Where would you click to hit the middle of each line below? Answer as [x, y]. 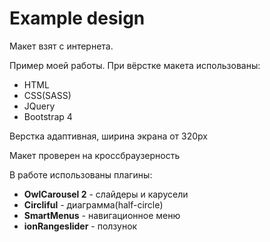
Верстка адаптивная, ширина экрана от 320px [108, 136]
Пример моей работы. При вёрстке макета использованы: [135, 65]
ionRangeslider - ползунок [80, 226]
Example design [77, 18]
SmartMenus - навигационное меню [102, 215]
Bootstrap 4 [48, 116]
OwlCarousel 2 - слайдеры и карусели [106, 194]
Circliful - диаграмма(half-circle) [93, 204]
